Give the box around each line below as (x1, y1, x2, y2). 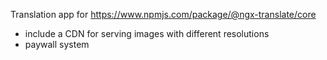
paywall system (24, 39, 90, 50)
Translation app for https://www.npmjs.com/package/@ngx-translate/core (10, 9, 317, 20)
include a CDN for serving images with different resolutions (24, 28, 270, 39)
